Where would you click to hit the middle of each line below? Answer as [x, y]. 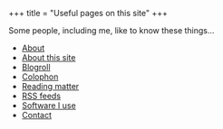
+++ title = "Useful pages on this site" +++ [88, 13]
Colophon [40, 77]
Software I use [48, 106]
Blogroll [36, 67]
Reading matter [50, 86]
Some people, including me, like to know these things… [111, 30]
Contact [36, 115]
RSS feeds [41, 96]
